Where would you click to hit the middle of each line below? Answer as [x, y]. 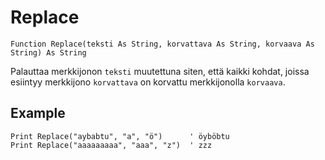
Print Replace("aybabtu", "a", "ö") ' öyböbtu [120, 136]
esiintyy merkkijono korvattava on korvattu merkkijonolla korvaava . [148, 82]
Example [38, 113]
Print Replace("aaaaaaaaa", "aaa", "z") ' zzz [111, 145]
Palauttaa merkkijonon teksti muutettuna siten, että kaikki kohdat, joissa [160, 71]
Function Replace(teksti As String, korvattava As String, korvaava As [162, 44]
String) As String [48, 52]
